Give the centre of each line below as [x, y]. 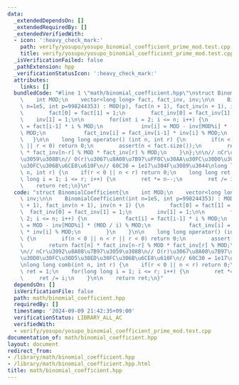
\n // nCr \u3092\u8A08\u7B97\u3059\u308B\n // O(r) [95, 252]
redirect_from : [30, 351]
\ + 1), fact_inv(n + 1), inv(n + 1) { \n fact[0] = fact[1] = [126, 206]
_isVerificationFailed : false [58, 60]
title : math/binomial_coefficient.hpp [65, 371]
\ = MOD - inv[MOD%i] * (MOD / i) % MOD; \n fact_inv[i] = [126, 225]
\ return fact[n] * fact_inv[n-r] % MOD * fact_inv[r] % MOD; [126, 245]
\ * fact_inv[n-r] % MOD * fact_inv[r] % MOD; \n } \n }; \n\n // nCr [124, 153]
